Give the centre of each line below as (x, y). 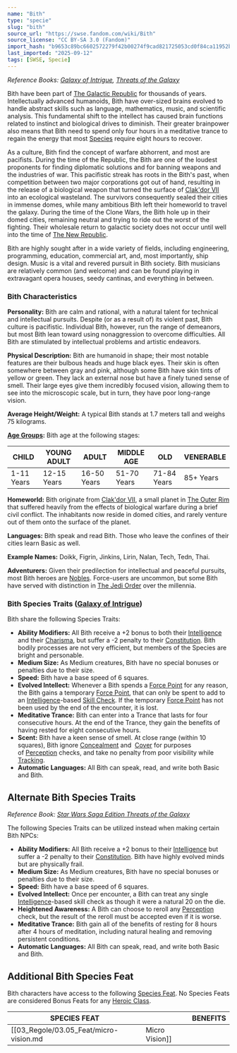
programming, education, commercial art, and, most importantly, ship (108, 255)
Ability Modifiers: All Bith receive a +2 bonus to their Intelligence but (118, 849)
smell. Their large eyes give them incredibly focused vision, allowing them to (118, 386)
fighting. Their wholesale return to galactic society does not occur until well (117, 227)
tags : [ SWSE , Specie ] (39, 60)
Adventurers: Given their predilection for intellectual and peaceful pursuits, (117, 571)
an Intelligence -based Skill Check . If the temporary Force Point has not (120, 700)
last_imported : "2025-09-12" (50, 54)
